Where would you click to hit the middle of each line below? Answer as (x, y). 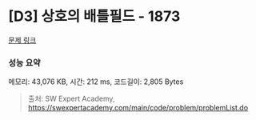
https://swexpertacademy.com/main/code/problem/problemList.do (138, 108)
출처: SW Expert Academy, (71, 99)
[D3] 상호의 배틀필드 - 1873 (94, 16)
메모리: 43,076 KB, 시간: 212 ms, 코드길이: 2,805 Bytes (96, 82)
